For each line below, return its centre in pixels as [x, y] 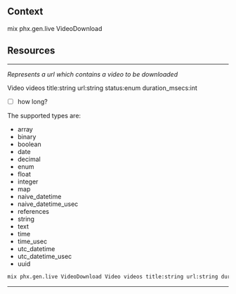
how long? [32, 101]
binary [27, 136]
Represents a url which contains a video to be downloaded [92, 74]
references [33, 211]
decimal [29, 159]
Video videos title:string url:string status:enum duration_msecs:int [103, 88]
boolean [29, 144]
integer [28, 181]
